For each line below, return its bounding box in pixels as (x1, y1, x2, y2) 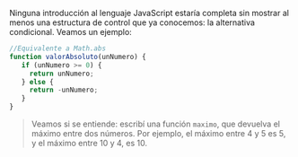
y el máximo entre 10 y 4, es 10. (31, 138, 148, 148)
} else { (21, 77, 54, 86)
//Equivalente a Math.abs (9, 44, 106, 53)
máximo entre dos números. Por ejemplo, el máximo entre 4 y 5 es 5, (31, 128, 286, 138)
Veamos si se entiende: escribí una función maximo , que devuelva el (31, 118, 281, 129)
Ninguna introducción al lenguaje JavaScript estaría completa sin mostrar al (9, 8, 290, 18)
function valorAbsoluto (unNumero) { (9, 52, 146, 61)
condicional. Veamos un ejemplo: (9, 27, 132, 37)
